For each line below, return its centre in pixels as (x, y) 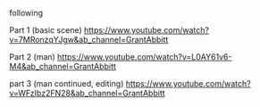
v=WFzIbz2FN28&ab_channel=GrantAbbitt (87, 93)
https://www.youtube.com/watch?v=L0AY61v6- (144, 57)
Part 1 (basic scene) (46, 30)
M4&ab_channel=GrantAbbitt (63, 66)
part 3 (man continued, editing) (67, 83)
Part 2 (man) (32, 57)
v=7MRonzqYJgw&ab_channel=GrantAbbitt (89, 40)
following (26, 13)
